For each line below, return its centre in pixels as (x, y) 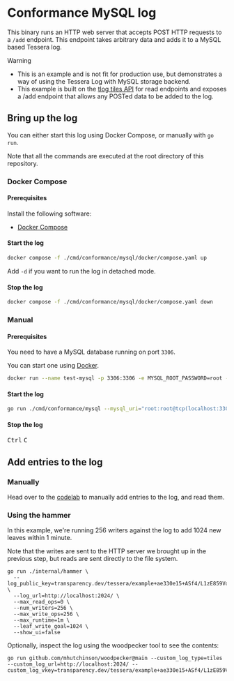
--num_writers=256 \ (43, 608)
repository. (23, 163)
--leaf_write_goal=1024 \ (51, 627)
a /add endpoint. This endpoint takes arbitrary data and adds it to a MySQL (114, 39)
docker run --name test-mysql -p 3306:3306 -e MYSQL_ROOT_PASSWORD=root (115, 378)
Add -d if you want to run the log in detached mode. (81, 271)
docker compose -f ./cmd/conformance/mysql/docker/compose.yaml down (110, 302)
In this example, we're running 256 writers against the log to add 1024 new (114, 530)
